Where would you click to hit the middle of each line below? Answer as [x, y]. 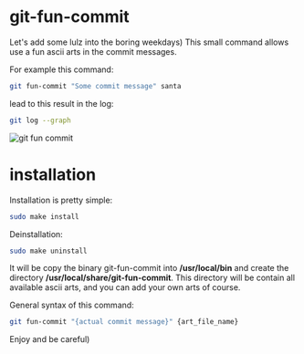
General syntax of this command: [72, 305]
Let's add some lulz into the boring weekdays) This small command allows [149, 42]
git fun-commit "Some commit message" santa [95, 86]
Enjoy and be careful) [50, 339]
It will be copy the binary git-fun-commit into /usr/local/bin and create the [149, 268]
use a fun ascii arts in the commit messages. [93, 51]
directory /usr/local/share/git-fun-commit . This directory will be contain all [152, 278]
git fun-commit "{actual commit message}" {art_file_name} [124, 322]
